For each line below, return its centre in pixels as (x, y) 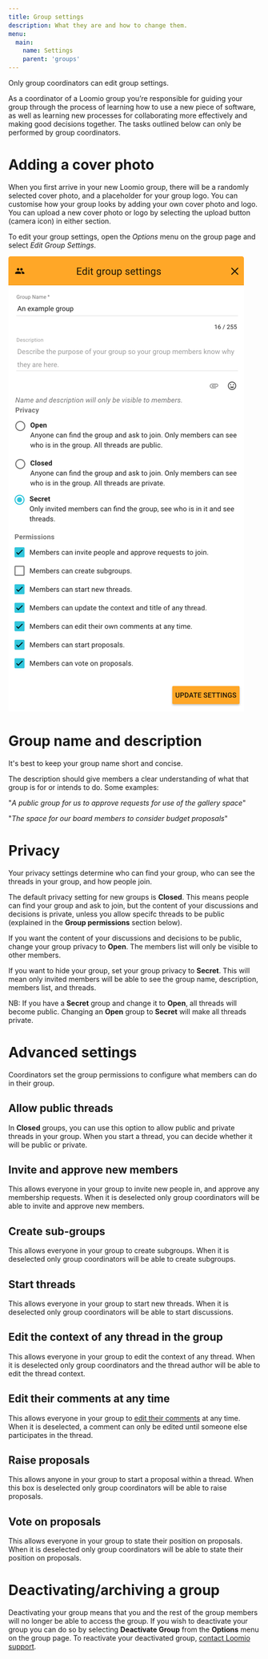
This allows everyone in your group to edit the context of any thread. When (132, 1356)
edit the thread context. (47, 1373)
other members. (35, 955)
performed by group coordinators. (65, 133)
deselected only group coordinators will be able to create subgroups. (122, 1259)
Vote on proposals (55, 1522)
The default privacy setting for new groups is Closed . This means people (129, 896)
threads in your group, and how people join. (80, 881)
